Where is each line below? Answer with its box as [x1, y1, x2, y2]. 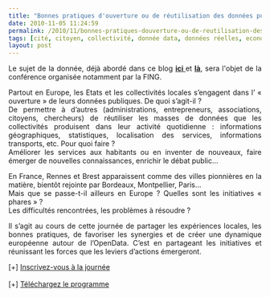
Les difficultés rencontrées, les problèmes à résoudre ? [8, 205, 191, 215]
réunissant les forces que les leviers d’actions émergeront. [8, 246, 202, 257]
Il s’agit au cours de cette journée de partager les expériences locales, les [8, 222, 262, 231]
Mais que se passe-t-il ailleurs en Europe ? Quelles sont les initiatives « [8, 189, 262, 198]
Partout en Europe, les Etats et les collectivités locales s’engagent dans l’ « [8, 87, 262, 97]
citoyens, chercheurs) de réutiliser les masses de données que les [8, 113, 262, 123]
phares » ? [8, 197, 43, 207]
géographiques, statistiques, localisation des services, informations [8, 130, 262, 140]
